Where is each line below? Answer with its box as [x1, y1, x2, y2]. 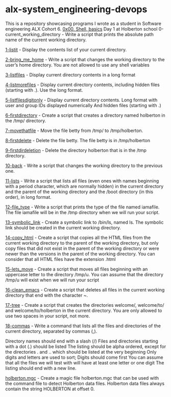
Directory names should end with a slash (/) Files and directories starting [5, 338, 158, 344]
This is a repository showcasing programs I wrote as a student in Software [5, 20, 162, 27]
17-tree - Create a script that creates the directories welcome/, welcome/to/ [5, 302, 164, 308]
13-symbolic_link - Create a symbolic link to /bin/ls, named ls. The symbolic [5, 219, 164, 225]
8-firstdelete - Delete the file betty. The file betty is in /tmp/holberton [5, 137, 151, 143]
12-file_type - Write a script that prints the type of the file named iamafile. [5, 204, 160, 210]
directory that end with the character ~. [5, 292, 88, 298]
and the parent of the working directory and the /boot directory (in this [5, 189, 154, 195]
